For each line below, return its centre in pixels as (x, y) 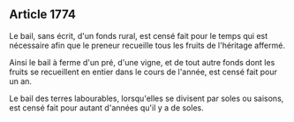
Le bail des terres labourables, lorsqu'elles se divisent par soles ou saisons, (147, 98)
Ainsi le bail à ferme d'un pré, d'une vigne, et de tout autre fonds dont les (142, 62)
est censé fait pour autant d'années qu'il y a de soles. (107, 107)
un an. (21, 81)
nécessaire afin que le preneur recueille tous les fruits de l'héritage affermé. (147, 45)
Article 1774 (43, 15)
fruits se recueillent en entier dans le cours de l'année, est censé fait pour (143, 72)
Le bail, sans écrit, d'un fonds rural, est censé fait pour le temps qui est (139, 35)
